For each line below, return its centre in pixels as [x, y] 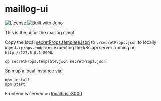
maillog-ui [27, 9]
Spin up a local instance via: [34, 71]
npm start [15, 84]
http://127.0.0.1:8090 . [29, 52]
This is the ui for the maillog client [40, 32]
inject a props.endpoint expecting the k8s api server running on [71, 47]
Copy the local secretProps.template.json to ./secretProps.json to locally [81, 42]
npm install [17, 80]
